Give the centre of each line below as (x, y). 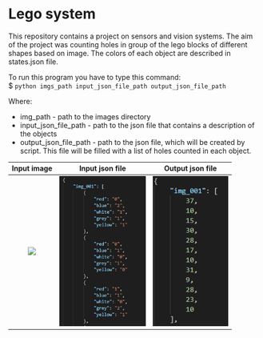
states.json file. (33, 62)
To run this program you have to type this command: (95, 77)
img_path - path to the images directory (85, 116)
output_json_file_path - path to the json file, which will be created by (132, 142)
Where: (20, 101)
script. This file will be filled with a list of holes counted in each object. (135, 151)
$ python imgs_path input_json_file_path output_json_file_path (117, 86)
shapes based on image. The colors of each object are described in (120, 53)
